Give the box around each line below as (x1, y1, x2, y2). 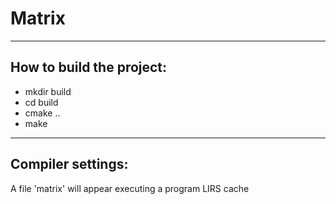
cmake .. (24, 107, 61, 119)
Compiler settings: (10, 156, 129, 173)
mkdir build (24, 85, 72, 97)
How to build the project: (10, 59, 168, 76)
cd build (24, 96, 59, 108)
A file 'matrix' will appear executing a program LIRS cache (10, 182, 250, 194)
